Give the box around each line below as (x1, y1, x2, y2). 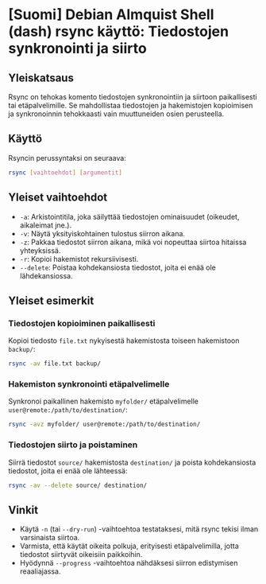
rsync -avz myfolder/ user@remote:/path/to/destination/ (8, 420, 201, 429)
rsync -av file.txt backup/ (8, 360, 102, 368)
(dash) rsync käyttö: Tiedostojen (8, 22, 229, 41)
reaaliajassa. (19, 566, 61, 576)
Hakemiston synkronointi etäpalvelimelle (8, 378, 170, 389)
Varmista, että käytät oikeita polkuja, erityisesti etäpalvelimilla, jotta (19, 541, 240, 551)
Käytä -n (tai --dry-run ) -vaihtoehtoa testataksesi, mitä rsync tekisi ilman (19, 524, 259, 534)
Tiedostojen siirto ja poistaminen (8, 439, 138, 450)
